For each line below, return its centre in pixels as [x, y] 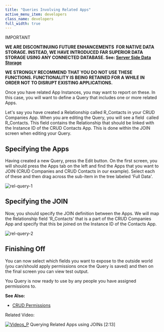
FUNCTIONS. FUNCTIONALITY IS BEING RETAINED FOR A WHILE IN [75, 77]
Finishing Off [25, 249]
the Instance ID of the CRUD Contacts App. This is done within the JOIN [78, 128]
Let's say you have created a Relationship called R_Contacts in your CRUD [80, 112]
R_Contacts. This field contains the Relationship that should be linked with [80, 123]
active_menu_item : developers [36, 14]
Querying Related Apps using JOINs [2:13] [73, 324]
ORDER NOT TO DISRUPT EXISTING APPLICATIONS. [59, 83]
